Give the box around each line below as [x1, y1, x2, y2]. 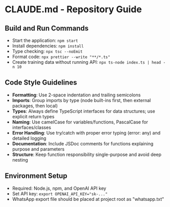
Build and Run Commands [5, 24, 89, 33]
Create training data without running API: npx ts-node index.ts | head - [12, 59, 166, 65]
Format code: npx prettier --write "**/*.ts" [12, 54, 110, 60]
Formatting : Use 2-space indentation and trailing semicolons [12, 92, 141, 98]
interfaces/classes [12, 124, 52, 131]
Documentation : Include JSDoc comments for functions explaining [12, 140, 154, 146]
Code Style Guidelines [5, 78, 77, 87]
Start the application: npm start [12, 37, 79, 43]
